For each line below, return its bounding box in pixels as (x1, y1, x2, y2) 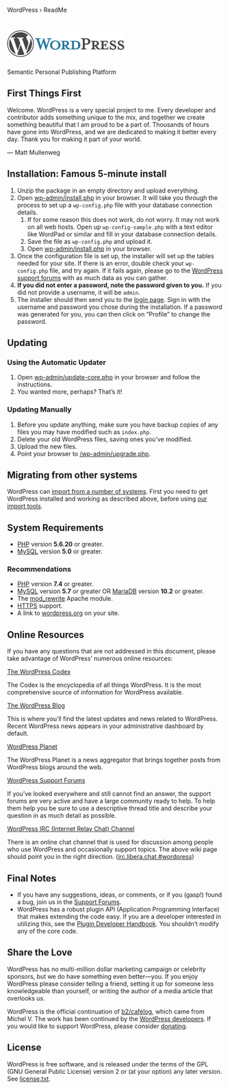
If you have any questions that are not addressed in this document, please (7, 647, 216, 655)
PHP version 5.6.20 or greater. (16, 540, 104, 549)
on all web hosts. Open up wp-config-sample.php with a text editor (27, 223, 214, 231)
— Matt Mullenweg (7, 148, 60, 156)
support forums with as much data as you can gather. (16, 273, 168, 281)
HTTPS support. (16, 602, 63, 610)
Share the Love (7, 947, 73, 958)
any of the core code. (16, 927, 78, 936)
